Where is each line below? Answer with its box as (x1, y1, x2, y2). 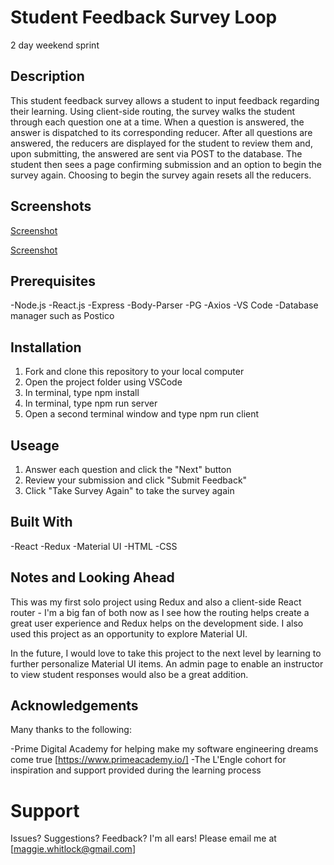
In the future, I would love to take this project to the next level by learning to (10, 647, 322, 659)
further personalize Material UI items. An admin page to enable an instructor (10, 657, 324, 670)
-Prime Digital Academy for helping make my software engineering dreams (10, 743, 319, 755)
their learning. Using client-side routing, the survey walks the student (10, 105, 295, 117)
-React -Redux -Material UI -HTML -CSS (10, 540, 178, 552)
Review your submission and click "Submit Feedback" (24, 474, 248, 486)
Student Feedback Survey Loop (10, 6, 278, 29)
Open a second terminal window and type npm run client (24, 408, 260, 420)
